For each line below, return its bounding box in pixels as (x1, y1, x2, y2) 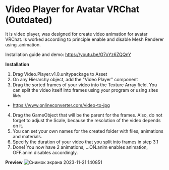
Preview (5, 159, 23, 165)
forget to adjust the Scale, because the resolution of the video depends (12, 117, 161, 123)
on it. (12, 123, 24, 129)
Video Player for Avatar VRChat (5, 4, 140, 15)
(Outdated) (5, 14, 52, 26)
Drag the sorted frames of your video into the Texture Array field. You (12, 82, 157, 88)
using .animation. (5, 41, 41, 47)
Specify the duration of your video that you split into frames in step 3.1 (12, 139, 158, 145)
